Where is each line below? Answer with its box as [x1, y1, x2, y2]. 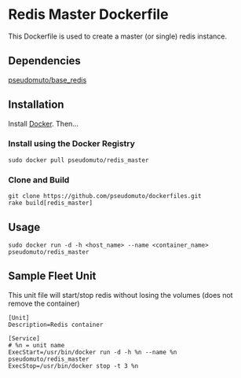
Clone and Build [8, 174, 70, 185]
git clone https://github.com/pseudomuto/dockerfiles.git [8, 193, 202, 200]
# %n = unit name [8, 341, 65, 349]
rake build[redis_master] [8, 199, 93, 207]
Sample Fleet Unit [8, 270, 97, 283]
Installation [8, 98, 64, 112]
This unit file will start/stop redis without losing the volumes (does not [8, 290, 233, 299]
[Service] [8, 334, 41, 343]
